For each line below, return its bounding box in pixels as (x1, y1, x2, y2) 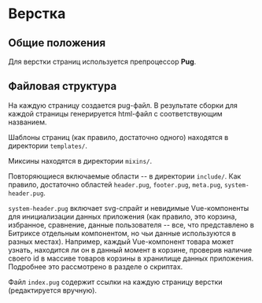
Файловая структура (8, 79, 117, 93)
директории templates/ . (8, 141, 88, 150)
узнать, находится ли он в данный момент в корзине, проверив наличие (8, 245, 253, 254)
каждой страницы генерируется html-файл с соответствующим (8, 109, 223, 118)
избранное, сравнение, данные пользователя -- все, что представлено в (8, 220, 254, 229)
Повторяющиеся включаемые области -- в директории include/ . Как (8, 171, 242, 181)
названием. (8, 117, 47, 127)
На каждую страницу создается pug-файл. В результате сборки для (8, 100, 238, 110)
